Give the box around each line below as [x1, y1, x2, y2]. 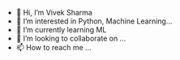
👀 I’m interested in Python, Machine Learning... [15, 16, 173, 26]
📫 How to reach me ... [15, 43, 92, 52]
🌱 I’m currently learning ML [15, 25, 107, 34]
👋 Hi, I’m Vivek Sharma [15, 8, 93, 17]
